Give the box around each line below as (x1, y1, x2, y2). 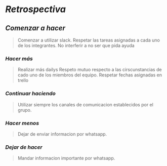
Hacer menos (5, 119, 39, 127)
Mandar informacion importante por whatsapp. (17, 155, 115, 161)
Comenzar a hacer (5, 24, 66, 32)
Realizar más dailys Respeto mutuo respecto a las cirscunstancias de (17, 67, 162, 73)
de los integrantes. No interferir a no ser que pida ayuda (17, 43, 135, 49)
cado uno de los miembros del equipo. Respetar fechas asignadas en (17, 72, 162, 78)
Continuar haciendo (5, 90, 56, 97)
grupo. (17, 107, 32, 113)
